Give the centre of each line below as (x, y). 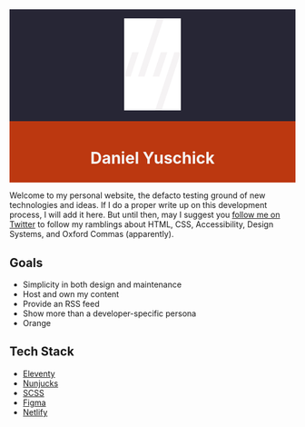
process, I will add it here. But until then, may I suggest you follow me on (145, 215)
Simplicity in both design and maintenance (102, 284)
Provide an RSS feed (61, 304)
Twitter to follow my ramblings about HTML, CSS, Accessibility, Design (142, 224)
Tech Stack (42, 352)
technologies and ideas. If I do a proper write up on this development (138, 205)
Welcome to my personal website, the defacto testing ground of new (138, 195)
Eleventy (39, 373)
